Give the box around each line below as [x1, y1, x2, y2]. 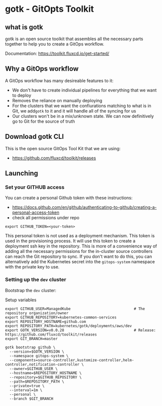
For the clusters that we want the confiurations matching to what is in [12, 103, 151, 109]
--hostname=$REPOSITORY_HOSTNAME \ [9, 370, 82, 375]
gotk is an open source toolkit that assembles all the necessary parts [5, 36, 143, 42]
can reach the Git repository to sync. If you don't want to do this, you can [5, 253, 152, 260]
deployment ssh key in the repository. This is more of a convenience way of [5, 243, 157, 249]
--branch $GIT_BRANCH [9, 396, 54, 401]
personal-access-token [12, 209, 60, 216]
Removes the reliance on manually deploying [12, 97, 102, 103]
